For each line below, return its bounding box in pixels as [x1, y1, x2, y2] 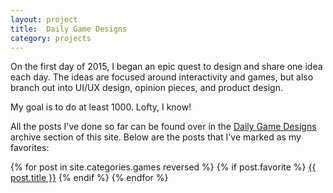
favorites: [10, 142, 50, 154]
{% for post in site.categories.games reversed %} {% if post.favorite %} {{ [10, 161, 317, 173]
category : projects [10, 33, 92, 43]
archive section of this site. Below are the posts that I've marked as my [10, 131, 302, 143]
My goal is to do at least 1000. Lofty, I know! [10, 101, 192, 113]
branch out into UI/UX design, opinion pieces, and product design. [10, 82, 283, 94]
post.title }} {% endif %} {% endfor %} [10, 172, 169, 184]
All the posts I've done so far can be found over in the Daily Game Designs [10, 121, 317, 133]
